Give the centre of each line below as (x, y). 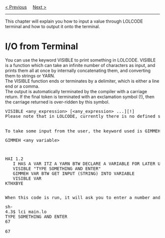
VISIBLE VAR (27, 178)
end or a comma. (22, 86)
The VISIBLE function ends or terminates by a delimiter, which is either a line (82, 81)
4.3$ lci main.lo (26, 212)
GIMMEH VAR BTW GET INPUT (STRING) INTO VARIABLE (74, 173)
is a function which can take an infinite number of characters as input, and (80, 65)
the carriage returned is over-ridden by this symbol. (57, 102)
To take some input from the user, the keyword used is (74, 131)
